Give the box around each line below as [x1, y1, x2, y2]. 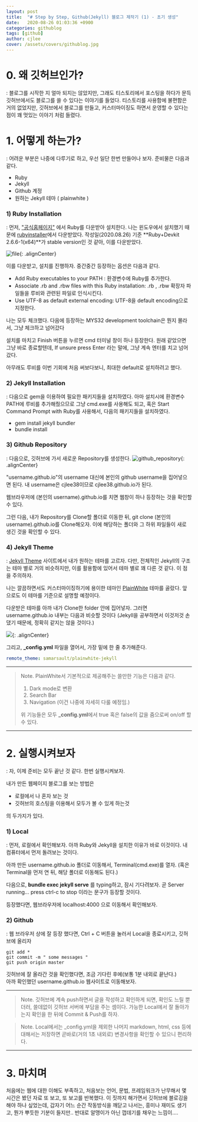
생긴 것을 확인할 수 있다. [6, 528, 61, 535]
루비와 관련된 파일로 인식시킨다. [30, 290, 103, 297]
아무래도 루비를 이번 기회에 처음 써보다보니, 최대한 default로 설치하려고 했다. [6, 364, 181, 371]
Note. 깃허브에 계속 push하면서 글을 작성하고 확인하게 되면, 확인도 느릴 [20, 996, 184, 1003]
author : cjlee [6, 36, 41, 42]
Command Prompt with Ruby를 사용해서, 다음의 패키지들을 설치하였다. [6, 408, 170, 415]
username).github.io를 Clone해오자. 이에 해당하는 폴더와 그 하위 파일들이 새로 [6, 521, 187, 528]
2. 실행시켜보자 [6, 747, 75, 760]
